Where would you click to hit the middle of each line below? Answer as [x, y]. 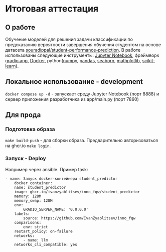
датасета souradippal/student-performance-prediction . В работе [73, 50]
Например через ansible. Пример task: [47, 169]
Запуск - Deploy [26, 159]
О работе [20, 27]
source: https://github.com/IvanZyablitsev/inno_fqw [79, 218]
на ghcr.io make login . [28, 146]
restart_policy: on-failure [43, 231]
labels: [22, 214]
